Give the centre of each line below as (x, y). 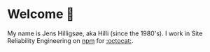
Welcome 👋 (41, 14)
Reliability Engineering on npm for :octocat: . (70, 40)
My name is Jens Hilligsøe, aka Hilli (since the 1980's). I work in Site (105, 33)
